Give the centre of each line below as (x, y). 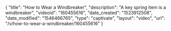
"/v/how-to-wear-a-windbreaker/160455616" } (54, 23)
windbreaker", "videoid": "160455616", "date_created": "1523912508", (79, 13)
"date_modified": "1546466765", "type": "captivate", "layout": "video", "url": (85, 18)
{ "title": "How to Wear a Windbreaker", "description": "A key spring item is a (86, 7)
